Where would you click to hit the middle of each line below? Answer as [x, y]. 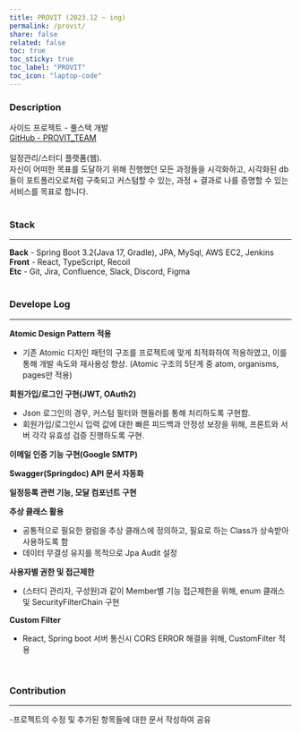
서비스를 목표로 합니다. [49, 192]
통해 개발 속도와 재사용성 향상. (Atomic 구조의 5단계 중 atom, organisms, [150, 363]
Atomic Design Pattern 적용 [60, 333]
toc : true [28, 51]
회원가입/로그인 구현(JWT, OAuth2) [73, 394]
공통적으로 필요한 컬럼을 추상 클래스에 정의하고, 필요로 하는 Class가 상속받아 [155, 530]
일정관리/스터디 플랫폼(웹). [56, 158]
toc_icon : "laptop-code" [56, 76]
